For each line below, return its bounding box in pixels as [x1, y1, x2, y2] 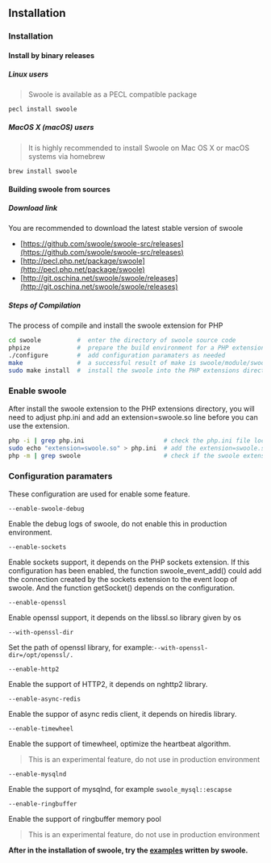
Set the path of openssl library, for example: [8, 642, 155, 652]
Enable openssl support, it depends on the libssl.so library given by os [8, 613, 242, 622]
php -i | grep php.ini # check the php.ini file [8, 436, 251, 445]
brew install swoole [8, 167, 78, 175]
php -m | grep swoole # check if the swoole [8, 451, 240, 459]
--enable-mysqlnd [8, 770, 67, 778]
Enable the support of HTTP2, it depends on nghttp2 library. [8, 679, 208, 689]
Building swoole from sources [8, 185, 110, 195]
